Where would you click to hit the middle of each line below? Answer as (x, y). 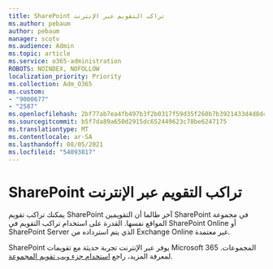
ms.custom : (27, 91)
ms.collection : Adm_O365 (50, 84)
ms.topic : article (39, 54)
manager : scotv (34, 39)
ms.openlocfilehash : (43, 115)
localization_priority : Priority (65, 76)
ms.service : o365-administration (65, 62)
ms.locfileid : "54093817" (52, 152)
